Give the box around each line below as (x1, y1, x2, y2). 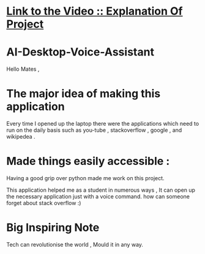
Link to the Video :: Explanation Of (6, 4, 183, 18)
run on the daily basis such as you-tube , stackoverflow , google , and (6, 126, 182, 134)
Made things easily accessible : (6, 154, 170, 169)
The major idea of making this (6, 87, 161, 101)
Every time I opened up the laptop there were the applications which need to (6, 120, 199, 128)
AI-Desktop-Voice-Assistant (6, 45, 155, 59)
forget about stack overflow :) (6, 200, 81, 206)
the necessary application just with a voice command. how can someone (6, 193, 190, 200)
